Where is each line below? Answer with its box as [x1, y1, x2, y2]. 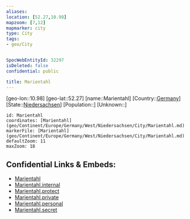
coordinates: [6, 118, 38, 124]
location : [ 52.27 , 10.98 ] [6, 14, 67, 20]
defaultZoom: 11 [6, 138, 46, 144]
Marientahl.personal [14, 200, 63, 207]
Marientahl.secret [14, 207, 57, 214]
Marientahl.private [14, 194, 59, 201]
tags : [6, 36, 19, 42]
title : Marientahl [6, 79, 51, 85]
